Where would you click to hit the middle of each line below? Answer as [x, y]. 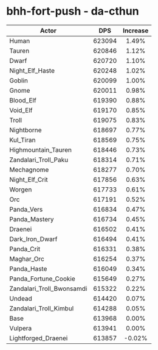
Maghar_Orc [27, 259]
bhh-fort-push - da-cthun [73, 11]
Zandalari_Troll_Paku [39, 160]
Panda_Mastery [32, 219]
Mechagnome [29, 170]
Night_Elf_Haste [32, 70]
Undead [21, 298]
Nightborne [26, 130]
